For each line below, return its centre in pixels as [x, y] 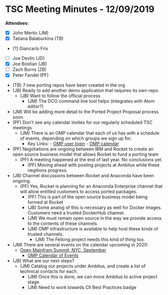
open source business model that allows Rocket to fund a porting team [86, 154]
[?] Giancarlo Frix [30, 49]
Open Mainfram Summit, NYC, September [63, 250]
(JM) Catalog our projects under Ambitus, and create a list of [83, 266]
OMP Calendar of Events [53, 255]
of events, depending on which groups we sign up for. [76, 138]
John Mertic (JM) [30, 33]
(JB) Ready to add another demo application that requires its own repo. [86, 91]
